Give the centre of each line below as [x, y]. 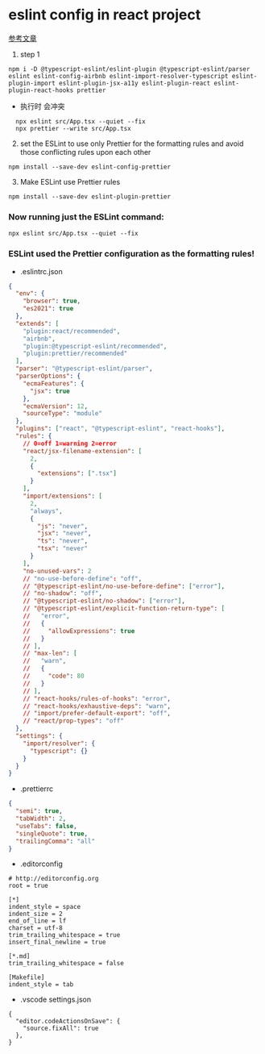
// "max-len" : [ [50, 654]
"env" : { [30, 294]
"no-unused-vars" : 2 [57, 571]
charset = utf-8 [35, 928]
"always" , [46, 511]
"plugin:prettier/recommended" [75, 354]
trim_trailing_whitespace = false [66, 964]
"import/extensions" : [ [63, 496]
